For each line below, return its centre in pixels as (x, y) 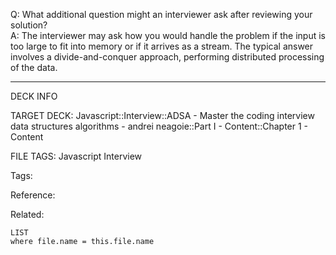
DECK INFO (34, 96)
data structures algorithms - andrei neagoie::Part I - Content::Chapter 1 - (159, 126)
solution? (29, 25)
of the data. (34, 67)
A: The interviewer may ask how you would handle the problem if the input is (168, 35)
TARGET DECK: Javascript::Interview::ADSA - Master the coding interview (162, 115)
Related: (27, 214)
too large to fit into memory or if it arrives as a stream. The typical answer (162, 46)
